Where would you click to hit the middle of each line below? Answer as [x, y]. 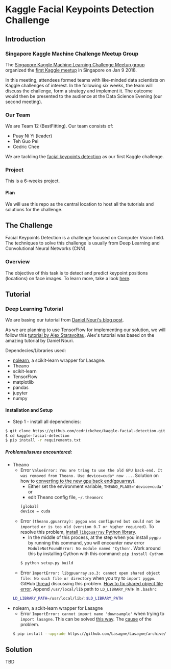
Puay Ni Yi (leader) [32, 136]
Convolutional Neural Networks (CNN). [46, 249]
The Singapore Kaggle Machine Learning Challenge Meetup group [75, 64]
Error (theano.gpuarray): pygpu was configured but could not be [90, 521]
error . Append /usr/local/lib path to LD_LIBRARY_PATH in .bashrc [89, 589]
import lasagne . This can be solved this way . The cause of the [86, 619]
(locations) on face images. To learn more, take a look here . [68, 278]
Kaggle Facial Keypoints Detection [80, 9]
